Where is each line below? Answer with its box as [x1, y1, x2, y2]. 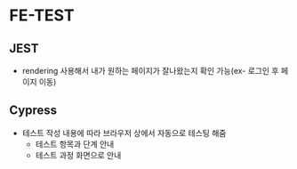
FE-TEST [9, 5, 75, 26]
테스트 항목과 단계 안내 [35, 139, 115, 149]
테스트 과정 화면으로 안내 [35, 149, 122, 160]
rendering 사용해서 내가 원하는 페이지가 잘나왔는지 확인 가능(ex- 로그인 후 [21, 66, 279, 76]
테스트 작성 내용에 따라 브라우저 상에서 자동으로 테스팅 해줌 [21, 127, 227, 138]
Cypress [9, 103, 58, 118]
